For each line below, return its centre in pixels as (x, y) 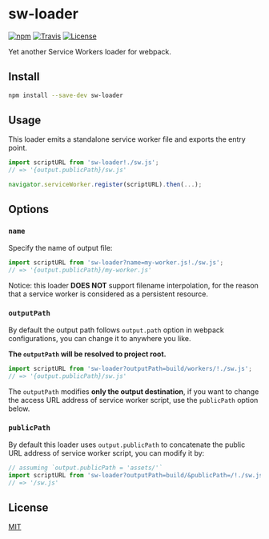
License (28, 507)
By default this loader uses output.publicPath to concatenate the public (127, 444)
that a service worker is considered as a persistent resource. (108, 294)
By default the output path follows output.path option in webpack (116, 330)
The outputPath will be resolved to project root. (87, 354)
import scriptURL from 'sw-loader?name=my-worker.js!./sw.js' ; (116, 262)
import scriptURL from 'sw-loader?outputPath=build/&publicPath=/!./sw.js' (137, 475)
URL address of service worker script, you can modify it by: (106, 453)
